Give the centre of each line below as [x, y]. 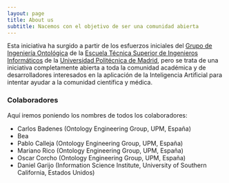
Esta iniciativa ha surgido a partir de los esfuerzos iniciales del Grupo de [110, 46]
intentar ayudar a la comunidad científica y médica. [80, 83]
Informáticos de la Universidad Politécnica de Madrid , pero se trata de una [113, 61]
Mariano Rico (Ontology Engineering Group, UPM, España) [100, 150]
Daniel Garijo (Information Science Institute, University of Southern [112, 165]
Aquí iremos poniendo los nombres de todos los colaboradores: [97, 115]
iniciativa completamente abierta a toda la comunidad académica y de [107, 68]
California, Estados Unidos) [56, 172]
